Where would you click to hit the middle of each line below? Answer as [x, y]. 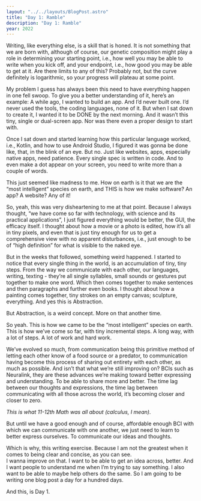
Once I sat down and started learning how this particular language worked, [98, 139]
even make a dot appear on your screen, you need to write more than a [94, 165]
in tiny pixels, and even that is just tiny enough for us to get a [81, 232]
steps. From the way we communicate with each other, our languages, [93, 270]
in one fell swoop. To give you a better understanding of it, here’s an [90, 96]
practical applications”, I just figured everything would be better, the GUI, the [101, 220]
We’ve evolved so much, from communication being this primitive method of [100, 350]
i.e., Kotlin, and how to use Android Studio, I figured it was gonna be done [97, 145]
